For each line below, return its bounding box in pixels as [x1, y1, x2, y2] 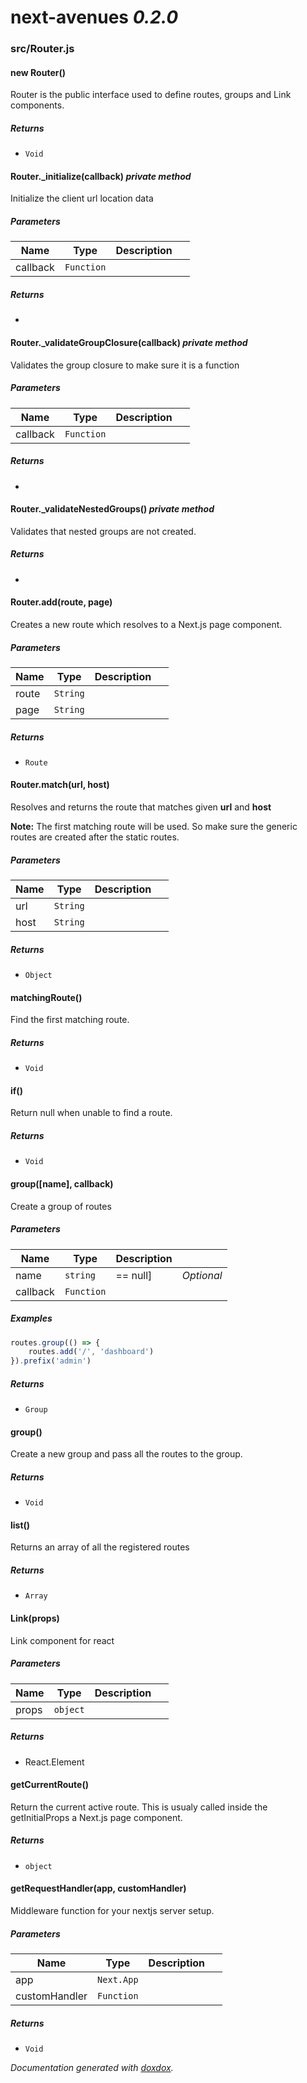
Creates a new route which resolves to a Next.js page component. [10, 618, 283, 630]
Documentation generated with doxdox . [10, 2061, 174, 2073]
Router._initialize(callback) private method [10, 170, 192, 182]
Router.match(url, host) [10, 779, 110, 791]
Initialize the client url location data [10, 192, 154, 205]
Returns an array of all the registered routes [10, 1541, 190, 1553]
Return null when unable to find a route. [10, 1107, 173, 1119]
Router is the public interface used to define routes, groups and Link [10, 89, 292, 101]
